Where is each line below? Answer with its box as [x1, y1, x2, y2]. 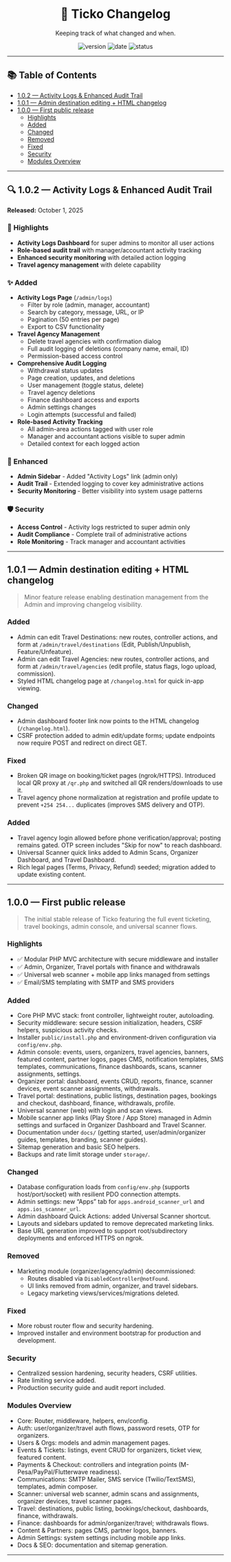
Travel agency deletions [27, 389, 96, 397]
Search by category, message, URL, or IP [27, 308, 144, 316]
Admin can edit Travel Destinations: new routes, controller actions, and [16, 633, 218, 641]
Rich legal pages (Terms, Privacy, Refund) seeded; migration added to [16, 863, 217, 871]
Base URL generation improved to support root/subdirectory [16, 1227, 188, 1235]
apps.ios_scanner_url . [16, 1205, 81, 1213]
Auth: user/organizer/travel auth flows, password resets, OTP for [16, 1424, 201, 1432]
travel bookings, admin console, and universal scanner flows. [23, 922, 198, 931]
